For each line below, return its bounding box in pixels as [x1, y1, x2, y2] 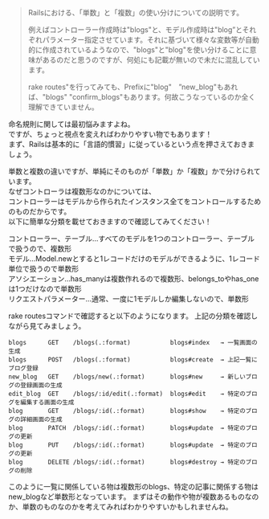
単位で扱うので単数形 [8, 264, 79, 273]
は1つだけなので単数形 [8, 284, 82, 293]
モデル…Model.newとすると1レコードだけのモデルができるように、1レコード [8, 254, 261, 264]
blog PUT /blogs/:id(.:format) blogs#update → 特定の [8, 441, 247, 449]
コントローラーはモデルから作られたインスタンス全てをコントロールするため [8, 197, 262, 206]
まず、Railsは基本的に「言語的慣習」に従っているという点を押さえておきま [8, 140, 255, 149]
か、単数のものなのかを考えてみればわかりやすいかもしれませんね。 [8, 502, 233, 511]
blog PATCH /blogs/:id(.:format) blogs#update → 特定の [8, 424, 247, 432]
